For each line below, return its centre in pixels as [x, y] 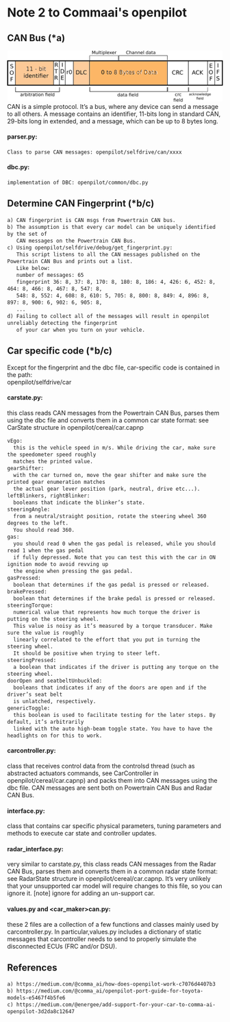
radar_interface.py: [35, 849]
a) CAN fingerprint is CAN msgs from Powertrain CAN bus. [91, 220]
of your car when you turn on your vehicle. [81, 330]
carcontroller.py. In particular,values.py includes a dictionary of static [104, 932]
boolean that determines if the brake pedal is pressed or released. [114, 598]
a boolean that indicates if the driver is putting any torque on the [116, 667]
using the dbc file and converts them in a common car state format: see [108, 420]
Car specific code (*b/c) [60, 351]
